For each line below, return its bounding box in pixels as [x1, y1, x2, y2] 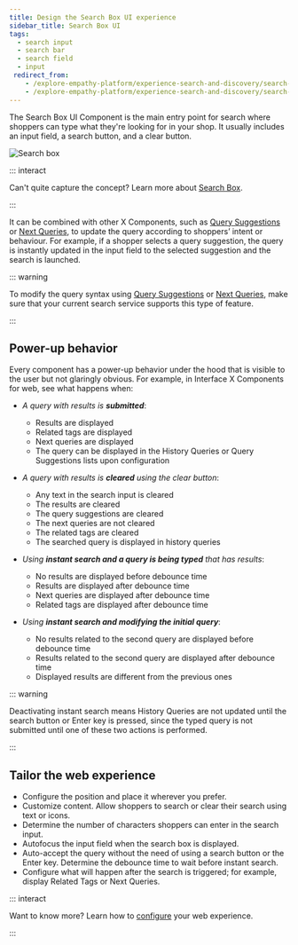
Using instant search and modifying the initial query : [21, 617, 222, 627]
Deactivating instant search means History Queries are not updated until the [9, 706, 287, 717]
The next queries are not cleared [35, 518, 155, 529]
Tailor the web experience [9, 768, 156, 783]
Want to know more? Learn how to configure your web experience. [9, 910, 254, 921]
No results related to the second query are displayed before [35, 634, 255, 644]
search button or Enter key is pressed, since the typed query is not [9, 715, 253, 726]
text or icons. [21, 810, 71, 821]
